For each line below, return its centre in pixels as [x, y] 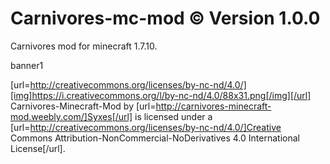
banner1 [27, 65]
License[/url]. [38, 148]
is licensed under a [173, 116]
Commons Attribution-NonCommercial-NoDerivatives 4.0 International [155, 138]
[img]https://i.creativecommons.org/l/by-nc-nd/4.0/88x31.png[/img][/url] [161, 95]
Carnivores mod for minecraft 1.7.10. [84, 46]
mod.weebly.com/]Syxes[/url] [71, 116]
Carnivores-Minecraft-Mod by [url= [83, 106]
